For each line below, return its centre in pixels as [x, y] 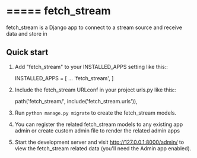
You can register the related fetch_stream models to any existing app [99, 124]
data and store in [27, 33]
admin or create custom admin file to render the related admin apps [97, 130]
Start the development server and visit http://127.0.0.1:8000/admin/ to [99, 142]
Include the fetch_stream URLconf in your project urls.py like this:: [95, 90]
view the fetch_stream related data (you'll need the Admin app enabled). [103, 148]
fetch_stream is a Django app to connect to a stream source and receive [94, 27]
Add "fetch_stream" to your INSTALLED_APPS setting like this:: [91, 67]
